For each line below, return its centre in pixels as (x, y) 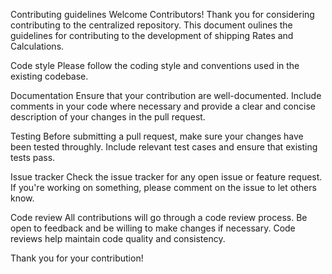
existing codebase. (49, 76)
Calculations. (37, 46)
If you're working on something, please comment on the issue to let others (163, 187)
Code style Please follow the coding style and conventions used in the (155, 65)
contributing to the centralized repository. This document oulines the (151, 25)
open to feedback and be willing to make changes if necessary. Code (153, 228)
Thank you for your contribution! (77, 258)
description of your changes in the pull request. (108, 117)
